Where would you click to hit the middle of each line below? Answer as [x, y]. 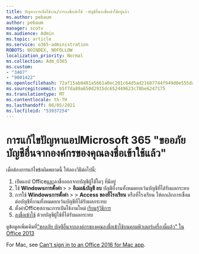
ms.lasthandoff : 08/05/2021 [41, 105]
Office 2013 [20, 233]
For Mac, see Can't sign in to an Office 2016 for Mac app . [76, 245]
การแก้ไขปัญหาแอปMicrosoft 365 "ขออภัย [96, 140]
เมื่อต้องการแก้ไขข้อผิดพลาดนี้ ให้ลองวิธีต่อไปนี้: [51, 170]
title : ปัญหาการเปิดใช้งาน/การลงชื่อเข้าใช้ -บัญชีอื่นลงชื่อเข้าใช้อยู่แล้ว [68, 12]
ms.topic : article [29, 39]
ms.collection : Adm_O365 [37, 61]
